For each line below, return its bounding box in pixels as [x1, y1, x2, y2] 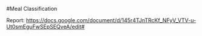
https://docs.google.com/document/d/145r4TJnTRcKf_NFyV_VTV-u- [25, 17, 197, 23]
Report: [6, 17, 25, 23]
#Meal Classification [6, 5, 58, 12]
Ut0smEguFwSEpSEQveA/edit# [6, 23, 85, 30]
